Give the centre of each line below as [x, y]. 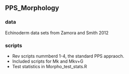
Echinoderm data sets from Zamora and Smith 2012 [57, 33]
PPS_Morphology [32, 8]
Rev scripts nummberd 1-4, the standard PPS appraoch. [68, 56]
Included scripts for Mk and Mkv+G [48, 61]
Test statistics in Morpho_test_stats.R [49, 66]
